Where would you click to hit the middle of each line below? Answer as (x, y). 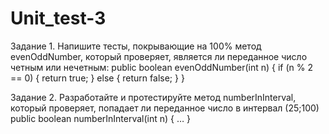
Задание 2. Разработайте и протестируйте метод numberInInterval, (153, 97)
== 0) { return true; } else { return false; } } (97, 78)
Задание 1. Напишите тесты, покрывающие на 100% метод (136, 46)
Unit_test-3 (58, 18)
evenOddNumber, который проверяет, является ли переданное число (159, 56)
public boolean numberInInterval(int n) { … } (101, 118)
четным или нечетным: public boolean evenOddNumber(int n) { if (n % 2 (162, 67)
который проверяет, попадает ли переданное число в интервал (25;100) (165, 108)
